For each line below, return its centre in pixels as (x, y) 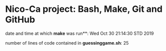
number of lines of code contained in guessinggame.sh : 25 (67, 43)
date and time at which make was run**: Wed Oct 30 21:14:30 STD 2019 (79, 33)
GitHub (20, 20)
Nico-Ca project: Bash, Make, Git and (84, 9)
